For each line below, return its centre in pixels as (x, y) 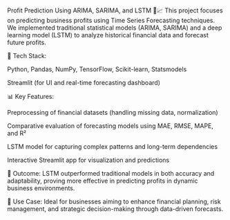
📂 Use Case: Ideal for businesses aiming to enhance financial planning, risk (114, 201)
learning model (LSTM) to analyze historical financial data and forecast (108, 35)
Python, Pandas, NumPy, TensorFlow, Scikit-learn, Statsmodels (97, 69)
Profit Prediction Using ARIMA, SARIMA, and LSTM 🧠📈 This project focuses (115, 10)
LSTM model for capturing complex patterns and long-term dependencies (113, 147)
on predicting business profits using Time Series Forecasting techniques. (111, 20)
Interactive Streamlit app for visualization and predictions (88, 160)
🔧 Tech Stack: (27, 56)
